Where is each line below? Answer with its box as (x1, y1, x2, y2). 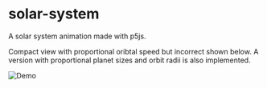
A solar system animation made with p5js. (8, 31, 146, 41)
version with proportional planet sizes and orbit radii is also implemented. (8, 55, 251, 65)
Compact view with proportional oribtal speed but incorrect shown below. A (8, 46, 259, 56)
